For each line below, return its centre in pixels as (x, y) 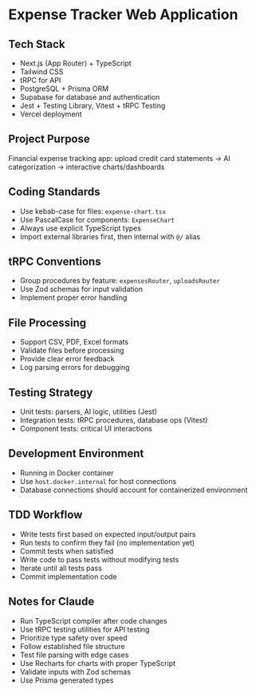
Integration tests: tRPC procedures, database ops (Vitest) (114, 420)
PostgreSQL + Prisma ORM (64, 89)
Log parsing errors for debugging (75, 368)
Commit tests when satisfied (67, 551)
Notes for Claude (51, 602)
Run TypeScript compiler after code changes (93, 620)
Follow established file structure (72, 646)
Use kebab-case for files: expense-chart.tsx (93, 211)
